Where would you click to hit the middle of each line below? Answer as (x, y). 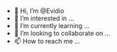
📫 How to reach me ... (47, 41)
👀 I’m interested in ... (44, 18)
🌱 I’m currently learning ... (52, 26)
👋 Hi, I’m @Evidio (39, 11)
